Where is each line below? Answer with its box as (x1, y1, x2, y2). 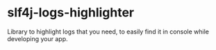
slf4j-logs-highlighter (7, 5, 135, 21)
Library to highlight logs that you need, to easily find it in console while (7, 27, 210, 36)
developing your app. (7, 34, 68, 42)
